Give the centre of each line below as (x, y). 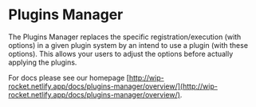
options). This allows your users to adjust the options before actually (121, 53)
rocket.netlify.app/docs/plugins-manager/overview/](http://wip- (113, 86)
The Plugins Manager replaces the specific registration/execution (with (125, 37)
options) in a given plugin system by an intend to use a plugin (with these (128, 45)
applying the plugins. (43, 62)
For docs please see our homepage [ (69, 77)
